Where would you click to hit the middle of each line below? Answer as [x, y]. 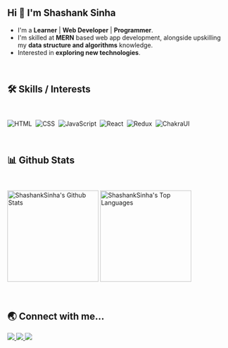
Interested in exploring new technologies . [79, 52]
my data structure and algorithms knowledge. [85, 45]
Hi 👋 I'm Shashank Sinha [62, 13]
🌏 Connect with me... [56, 316]
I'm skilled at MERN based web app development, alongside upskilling [119, 37]
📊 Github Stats [41, 161]
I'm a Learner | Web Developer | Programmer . [85, 30]
